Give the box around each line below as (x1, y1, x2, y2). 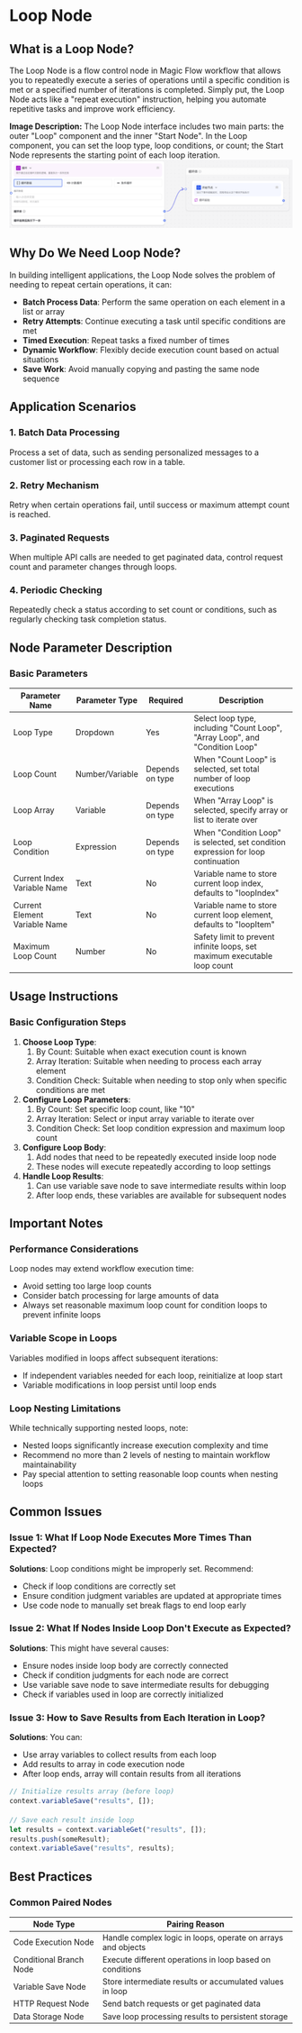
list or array (22, 305, 66, 316)
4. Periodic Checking (9, 584, 103, 597)
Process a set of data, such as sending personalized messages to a (9, 447, 259, 458)
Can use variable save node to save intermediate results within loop (35, 1180, 287, 1190)
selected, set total (193, 763, 260, 775)
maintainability (22, 1459, 77, 1470)
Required (147, 695, 184, 706)
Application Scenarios (9, 399, 137, 415)
